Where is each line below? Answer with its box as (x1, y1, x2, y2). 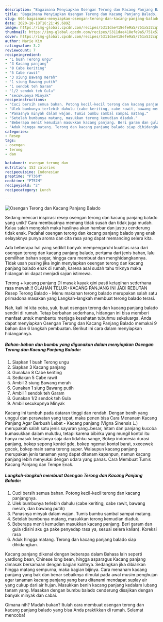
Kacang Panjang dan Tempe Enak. (5, 461, 74, 467)
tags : (5, 138, 16, 143)
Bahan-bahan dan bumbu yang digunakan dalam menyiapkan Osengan (5, 342, 154, 347)
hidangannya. (5, 330, 33, 336)
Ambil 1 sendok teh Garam (12, 390, 65, 396)
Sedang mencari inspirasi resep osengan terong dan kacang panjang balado (5, 214, 158, 220)
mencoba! (5, 612, 25, 618)
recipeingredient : (5, 52, 42, 57)
